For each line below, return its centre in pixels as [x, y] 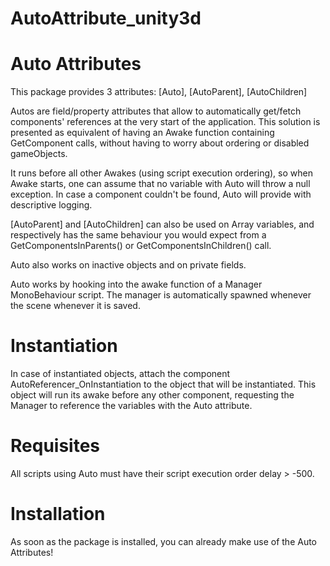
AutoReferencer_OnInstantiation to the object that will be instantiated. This [163, 384]
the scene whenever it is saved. [75, 306]
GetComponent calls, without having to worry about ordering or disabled [160, 143]
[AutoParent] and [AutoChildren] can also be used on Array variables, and [162, 224]
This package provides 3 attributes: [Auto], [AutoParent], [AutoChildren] [159, 92]
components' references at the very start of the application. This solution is [165, 122]
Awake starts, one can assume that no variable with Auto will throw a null [160, 184]
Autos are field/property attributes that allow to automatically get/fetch [156, 111]
